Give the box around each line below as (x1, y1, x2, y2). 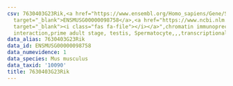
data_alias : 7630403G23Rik (7, 36, 85, 43)
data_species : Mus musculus (7, 55, 89, 62)
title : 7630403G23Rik (7, 68, 70, 75)
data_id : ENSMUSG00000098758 (7, 42, 92, 49)
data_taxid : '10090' (7, 62, 67, 69)
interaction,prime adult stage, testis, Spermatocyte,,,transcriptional (13, 29, 228, 37)
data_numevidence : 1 (7, 49, 67, 56)
